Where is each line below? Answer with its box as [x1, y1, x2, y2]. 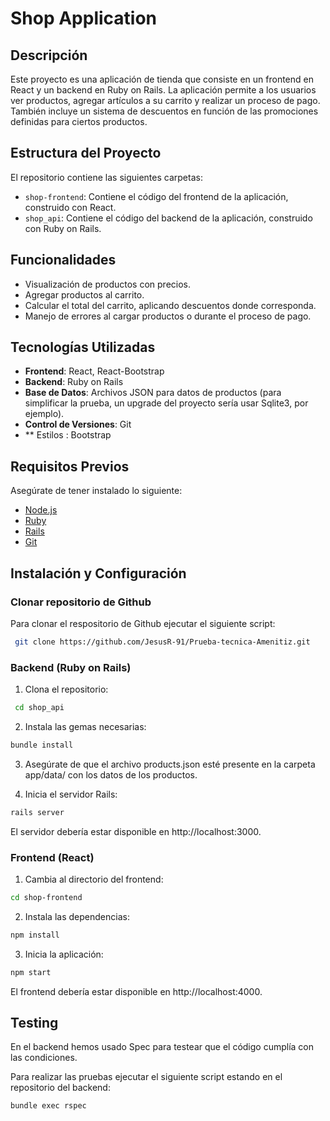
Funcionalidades [10, 252, 117, 269]
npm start [10, 967, 52, 977]
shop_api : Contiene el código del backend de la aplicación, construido [24, 212, 313, 224]
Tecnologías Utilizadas [10, 339, 156, 356]
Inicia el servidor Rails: [24, 788, 118, 800]
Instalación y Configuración [10, 565, 187, 582]
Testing [10, 1015, 59, 1032]
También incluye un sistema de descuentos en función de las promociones [10, 105, 319, 117]
